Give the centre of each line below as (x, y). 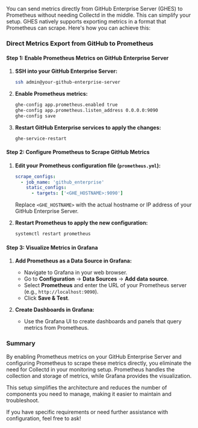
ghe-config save (35, 116)
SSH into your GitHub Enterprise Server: (66, 71)
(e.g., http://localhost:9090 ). (61, 292)
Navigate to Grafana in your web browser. (76, 273)
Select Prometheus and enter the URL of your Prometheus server (105, 285)
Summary (21, 344)
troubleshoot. (23, 400)
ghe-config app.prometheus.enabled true (66, 105)
